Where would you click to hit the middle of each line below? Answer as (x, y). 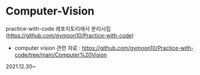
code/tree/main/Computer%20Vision (61, 54)
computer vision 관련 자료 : (48, 48)
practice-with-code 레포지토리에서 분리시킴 (58, 28)
